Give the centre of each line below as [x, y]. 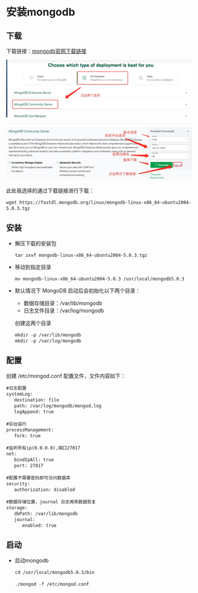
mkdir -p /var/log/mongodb [48, 341]
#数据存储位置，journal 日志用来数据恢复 [51, 502]
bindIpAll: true [34, 460]
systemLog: [20, 394]
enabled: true [39, 525]
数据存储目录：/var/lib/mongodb [63, 303]
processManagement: [30, 430]
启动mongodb [32, 560]
